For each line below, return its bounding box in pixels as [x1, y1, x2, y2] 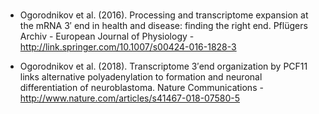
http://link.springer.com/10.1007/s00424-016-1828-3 [19, 41, 237, 53]
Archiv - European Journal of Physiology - [19, 30, 195, 42]
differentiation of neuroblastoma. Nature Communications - [19, 82, 264, 93]
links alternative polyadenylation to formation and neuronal [19, 71, 263, 83]
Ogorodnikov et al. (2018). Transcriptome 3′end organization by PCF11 [19, 60, 308, 72]
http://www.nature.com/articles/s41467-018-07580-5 [19, 92, 240, 104]
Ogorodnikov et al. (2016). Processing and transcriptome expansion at [19, 9, 309, 21]
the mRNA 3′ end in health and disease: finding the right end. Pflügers [19, 20, 308, 31]
